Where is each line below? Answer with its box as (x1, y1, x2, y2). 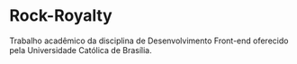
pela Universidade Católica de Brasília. (9, 44, 152, 55)
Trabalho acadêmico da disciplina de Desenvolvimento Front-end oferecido (9, 35, 289, 46)
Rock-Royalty (9, 5, 112, 26)
